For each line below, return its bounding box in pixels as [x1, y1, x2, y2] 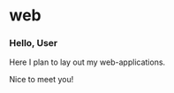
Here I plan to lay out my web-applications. [9, 57, 166, 67]
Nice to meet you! [9, 74, 74, 85]
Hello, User [9, 37, 58, 50]
